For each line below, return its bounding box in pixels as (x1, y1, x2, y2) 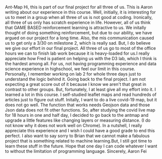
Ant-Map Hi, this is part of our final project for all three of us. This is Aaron (5, 4, 153, 10)
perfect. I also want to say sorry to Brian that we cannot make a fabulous (5, 133, 150, 139)
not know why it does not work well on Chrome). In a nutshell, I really (5, 123, 143, 128)
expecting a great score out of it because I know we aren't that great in (5, 81, 147, 87)
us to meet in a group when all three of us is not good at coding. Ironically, (5, 15, 153, 20)
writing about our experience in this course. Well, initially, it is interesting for (5, 9, 156, 15)
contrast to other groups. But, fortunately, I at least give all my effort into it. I (5, 87, 156, 92)
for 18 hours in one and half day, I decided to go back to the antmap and (5, 112, 149, 118)
